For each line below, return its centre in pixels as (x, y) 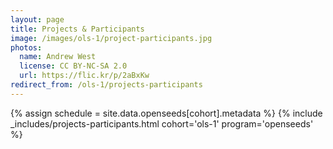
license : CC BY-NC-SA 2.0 (73, 66)
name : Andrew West (58, 57)
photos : (26, 47)
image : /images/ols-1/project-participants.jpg (111, 38)
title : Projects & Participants (77, 29)
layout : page (37, 19)
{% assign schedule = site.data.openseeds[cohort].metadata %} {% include (166, 113)
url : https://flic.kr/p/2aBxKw (84, 76)
